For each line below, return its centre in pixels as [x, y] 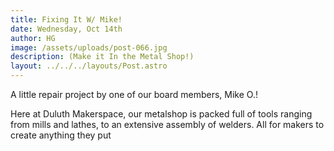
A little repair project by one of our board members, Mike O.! [134, 94]
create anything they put [61, 135]
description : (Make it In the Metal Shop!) [102, 57]
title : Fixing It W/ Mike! [66, 19]
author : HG [33, 38]
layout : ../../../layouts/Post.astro [89, 66]
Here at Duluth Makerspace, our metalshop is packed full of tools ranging [161, 114]
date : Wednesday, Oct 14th [66, 29]
